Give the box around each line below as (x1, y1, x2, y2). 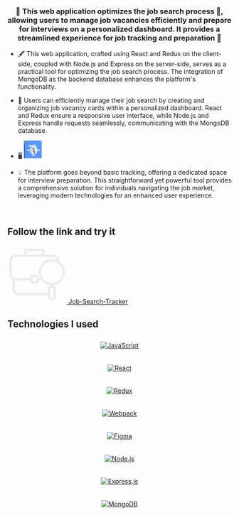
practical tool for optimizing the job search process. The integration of (17, 67, 223, 76)
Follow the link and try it (7, 225, 116, 237)
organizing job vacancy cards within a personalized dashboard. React (17, 104, 223, 112)
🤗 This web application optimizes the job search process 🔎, (15, 6, 224, 16)
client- (202, 50, 222, 58)
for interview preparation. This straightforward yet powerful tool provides (17, 176, 232, 185)
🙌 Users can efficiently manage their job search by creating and (17, 96, 205, 105)
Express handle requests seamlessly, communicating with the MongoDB (17, 119, 230, 127)
